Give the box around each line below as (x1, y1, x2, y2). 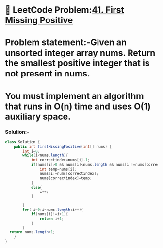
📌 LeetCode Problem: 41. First (5, 4, 125, 16)
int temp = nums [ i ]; (39, 167, 77, 172)
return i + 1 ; (39, 216, 64, 221)
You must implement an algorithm (5, 90, 144, 101)
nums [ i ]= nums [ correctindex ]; (39, 171, 98, 176)
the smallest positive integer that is (5, 58, 150, 69)
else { (31, 185, 42, 190)
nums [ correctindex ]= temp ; (39, 175, 92, 181)
